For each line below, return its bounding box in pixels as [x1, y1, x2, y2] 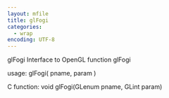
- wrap [13, 29, 33, 37]
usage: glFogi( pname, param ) [7, 69, 96, 78]
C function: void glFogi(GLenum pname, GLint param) [7, 83, 163, 91]
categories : [7, 23, 42, 30]
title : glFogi [7, 17, 49, 24]
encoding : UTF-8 [7, 36, 55, 43]
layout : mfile [7, 10, 49, 17]
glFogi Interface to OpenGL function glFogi [7, 55, 132, 64]
